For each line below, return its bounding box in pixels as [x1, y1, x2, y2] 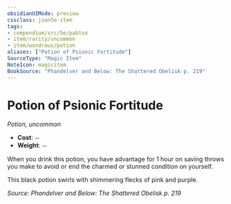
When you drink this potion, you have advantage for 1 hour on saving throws [7, 155, 225, 163]
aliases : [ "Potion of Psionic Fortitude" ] [7, 49, 131, 56]
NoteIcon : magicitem [7, 61, 67, 68]
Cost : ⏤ [17, 134, 40, 142]
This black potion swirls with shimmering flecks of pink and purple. [7, 176, 198, 184]
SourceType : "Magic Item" [7, 55, 82, 62]
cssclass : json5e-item [7, 17, 73, 23]
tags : [7, 23, 23, 30]
